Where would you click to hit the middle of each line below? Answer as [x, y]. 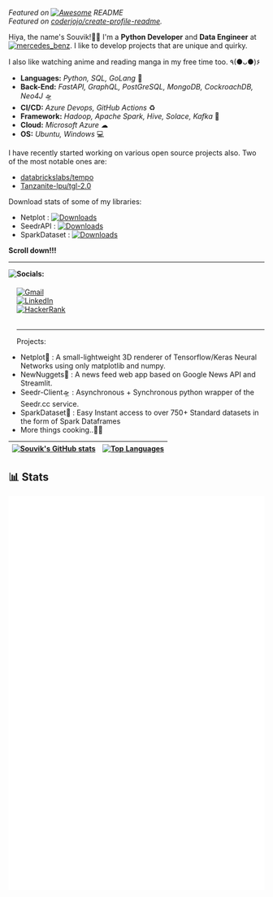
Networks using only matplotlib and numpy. [93, 365]
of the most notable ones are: [58, 161]
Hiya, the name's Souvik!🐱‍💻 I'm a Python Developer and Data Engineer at [133, 37]
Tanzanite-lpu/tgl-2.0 [56, 186]
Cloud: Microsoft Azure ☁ [64, 125]
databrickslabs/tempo [57, 177]
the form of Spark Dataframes [70, 421]
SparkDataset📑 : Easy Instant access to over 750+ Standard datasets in [139, 412]
